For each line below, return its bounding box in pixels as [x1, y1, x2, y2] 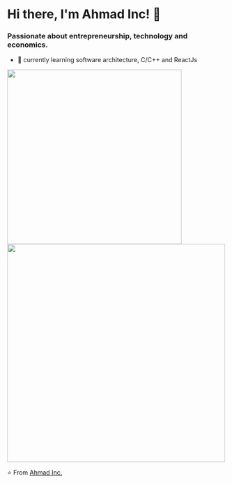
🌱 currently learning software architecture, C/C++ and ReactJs [17, 56, 197, 64]
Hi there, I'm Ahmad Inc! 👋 [7, 6, 162, 22]
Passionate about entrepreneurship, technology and [7, 31, 188, 41]
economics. [7, 40, 49, 50]
